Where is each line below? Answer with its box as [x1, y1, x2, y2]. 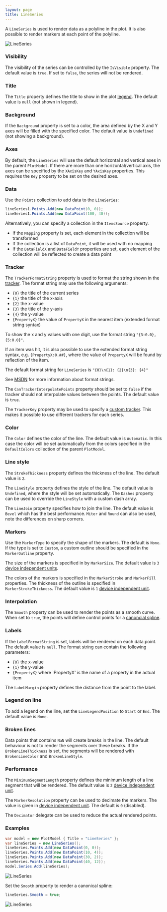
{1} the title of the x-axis [12, 295, 63, 301]
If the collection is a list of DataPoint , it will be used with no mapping [12, 240, 153, 246]
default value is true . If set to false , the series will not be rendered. [5, 69, 143, 75]
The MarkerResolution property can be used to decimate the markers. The [5, 797, 157, 803]
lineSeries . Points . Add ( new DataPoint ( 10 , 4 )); [5, 850, 103, 855]
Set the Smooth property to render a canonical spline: [5, 883, 113, 889]
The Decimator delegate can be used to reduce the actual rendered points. [5, 812, 158, 818]
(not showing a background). [5, 133, 65, 139]
